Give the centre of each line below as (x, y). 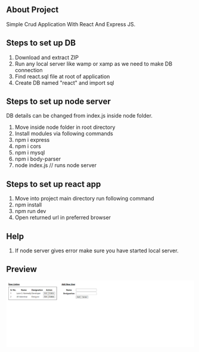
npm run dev (30, 211)
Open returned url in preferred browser (63, 218)
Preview (22, 269)
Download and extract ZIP (47, 57)
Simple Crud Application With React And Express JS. (71, 24)
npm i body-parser (38, 159)
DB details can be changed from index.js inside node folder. (80, 116)
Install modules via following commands (64, 134)
